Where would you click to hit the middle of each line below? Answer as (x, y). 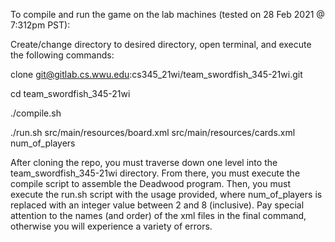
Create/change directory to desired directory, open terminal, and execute (161, 44)
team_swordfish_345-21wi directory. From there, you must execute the (155, 173)
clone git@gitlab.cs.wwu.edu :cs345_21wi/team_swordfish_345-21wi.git (156, 74)
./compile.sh (36, 113)
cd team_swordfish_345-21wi (70, 93)
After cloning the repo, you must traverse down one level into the (144, 162)
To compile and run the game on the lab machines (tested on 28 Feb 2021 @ (167, 14)
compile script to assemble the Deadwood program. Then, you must (150, 183)
